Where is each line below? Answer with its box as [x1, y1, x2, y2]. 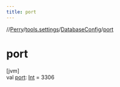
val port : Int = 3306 [6, 74, 55, 81]
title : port [6, 9, 36, 15]
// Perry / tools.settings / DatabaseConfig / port [6, 26, 114, 33]
